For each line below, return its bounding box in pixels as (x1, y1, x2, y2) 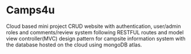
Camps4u (6, 3, 55, 17)
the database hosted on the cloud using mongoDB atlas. (6, 41, 142, 48)
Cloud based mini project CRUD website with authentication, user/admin (6, 23, 181, 30)
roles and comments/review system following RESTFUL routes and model (6, 28, 184, 35)
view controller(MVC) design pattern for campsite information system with (6, 35, 186, 42)
